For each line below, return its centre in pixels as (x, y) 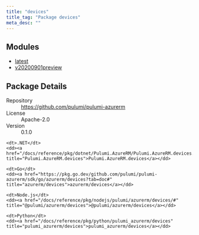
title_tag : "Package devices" (44, 17)
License (16, 113)
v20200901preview (38, 68)
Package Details (36, 86)
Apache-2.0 (36, 119)
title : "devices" (28, 12)
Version (15, 126)
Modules (23, 47)
